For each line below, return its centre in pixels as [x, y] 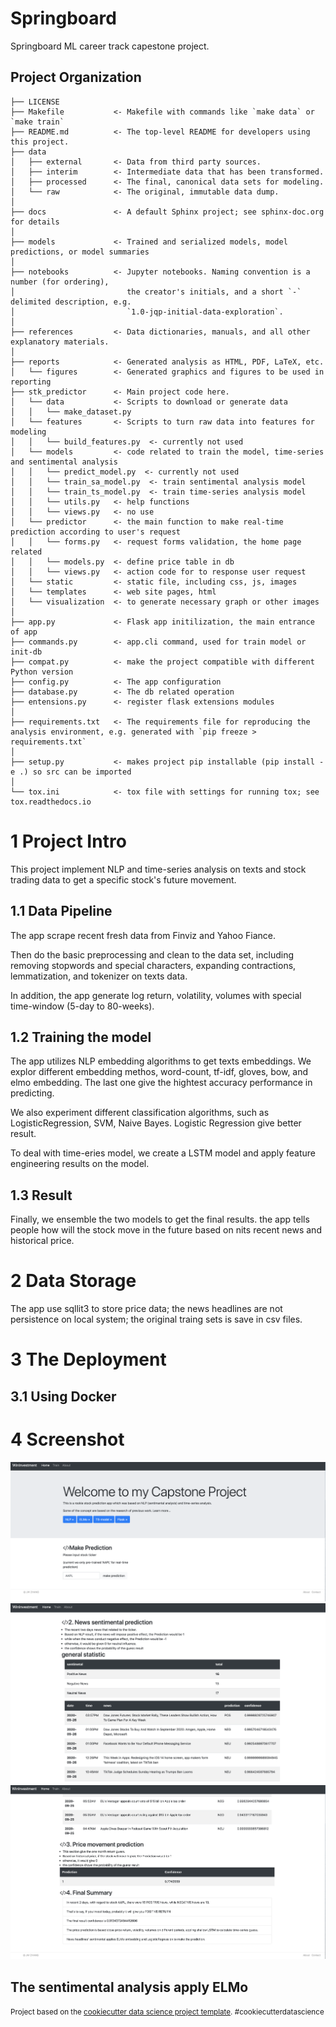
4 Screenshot [67, 1439]
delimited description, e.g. [71, 302]
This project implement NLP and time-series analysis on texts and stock [158, 869]
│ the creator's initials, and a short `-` [156, 292]
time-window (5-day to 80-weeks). [82, 1006]
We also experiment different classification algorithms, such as [140, 1113]
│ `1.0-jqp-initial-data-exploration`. [147, 312]
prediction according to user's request [96, 532]
